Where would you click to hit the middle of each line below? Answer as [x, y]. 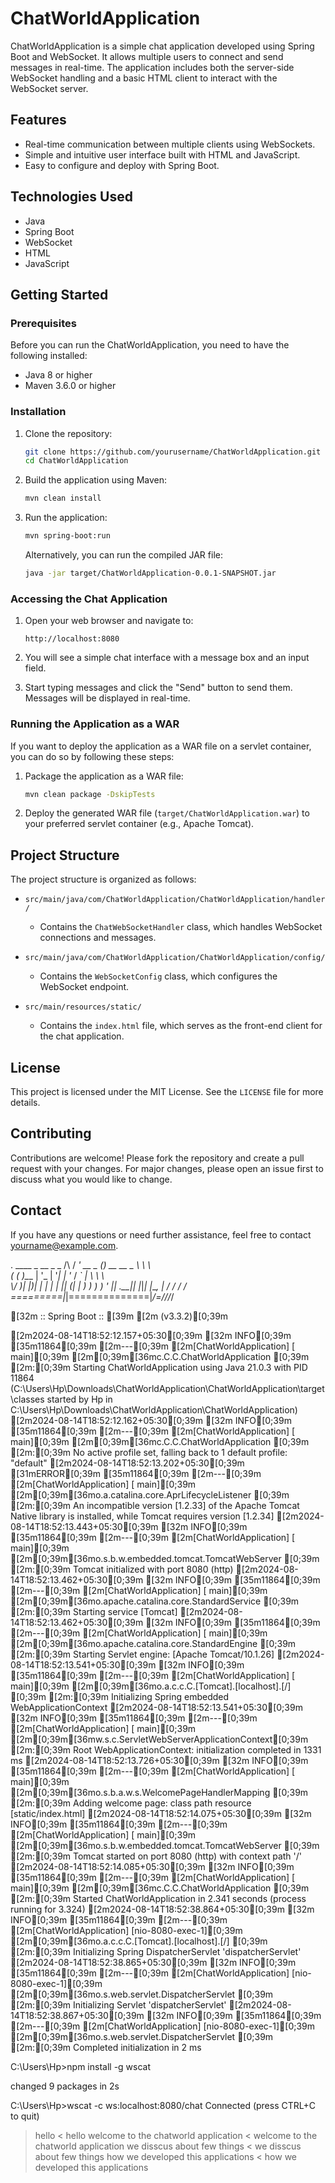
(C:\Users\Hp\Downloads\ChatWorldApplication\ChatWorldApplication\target [167, 1388]
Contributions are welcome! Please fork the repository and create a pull [157, 1158]
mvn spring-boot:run [67, 536]
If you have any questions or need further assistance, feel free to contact [161, 1234]
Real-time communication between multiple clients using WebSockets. [170, 144]
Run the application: [66, 518]
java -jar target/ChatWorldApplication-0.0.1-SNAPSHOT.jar [150, 573]
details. [25, 1103]
